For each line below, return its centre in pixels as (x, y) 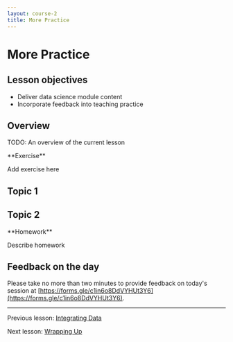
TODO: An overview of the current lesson (66, 142)
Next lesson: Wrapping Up (45, 332)
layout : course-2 (32, 14)
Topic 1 (23, 191)
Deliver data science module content (70, 96)
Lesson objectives (48, 80)
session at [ (24, 291)
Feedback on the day (53, 267)
